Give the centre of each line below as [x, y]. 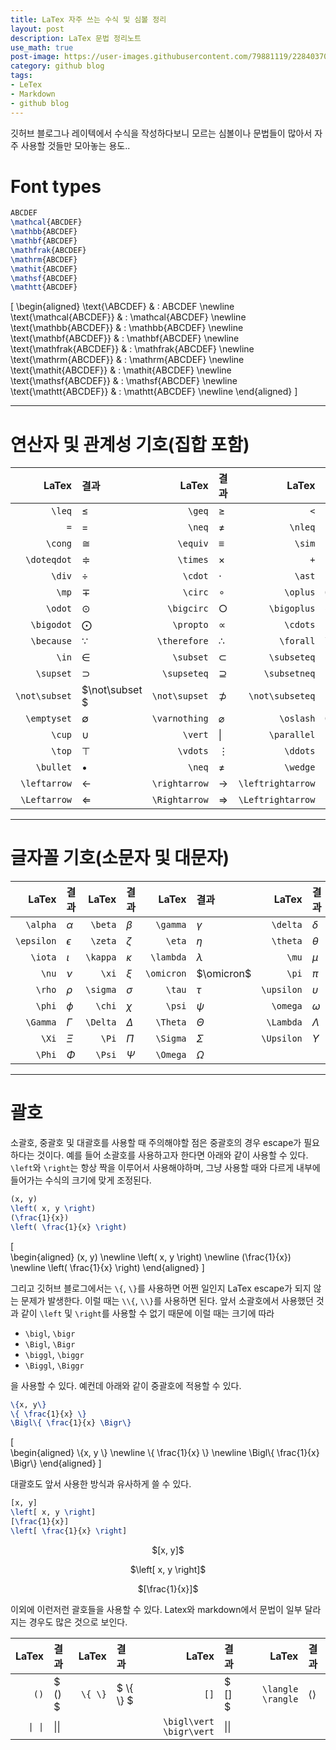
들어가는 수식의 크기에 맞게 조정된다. [81, 1180]
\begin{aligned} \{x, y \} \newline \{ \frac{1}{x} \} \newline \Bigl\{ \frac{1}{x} [165, 1453]
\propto [190, 625]
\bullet [54, 767]
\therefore [182, 641]
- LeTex [26, 85]
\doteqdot [49, 560]
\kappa [101, 957]
